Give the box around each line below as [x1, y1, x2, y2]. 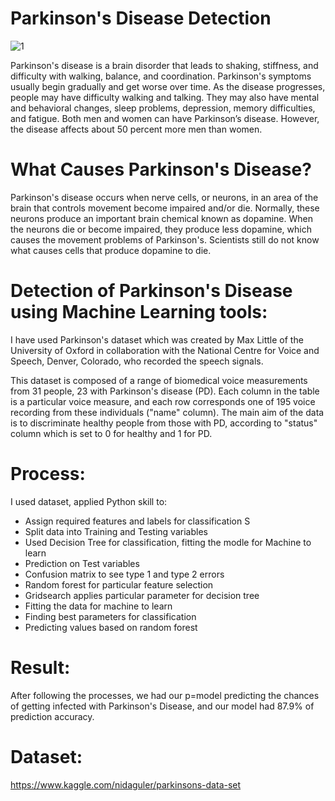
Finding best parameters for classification [24, 610, 197, 622]
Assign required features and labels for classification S [24, 515, 251, 527]
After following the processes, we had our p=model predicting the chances [10, 689, 320, 701]
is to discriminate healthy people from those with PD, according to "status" [10, 417, 318, 429]
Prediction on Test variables [24, 557, 140, 569]
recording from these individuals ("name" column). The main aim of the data [10, 406, 325, 418]
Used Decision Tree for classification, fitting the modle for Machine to [24, 536, 312, 548]
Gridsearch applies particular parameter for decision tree [24, 589, 260, 601]
